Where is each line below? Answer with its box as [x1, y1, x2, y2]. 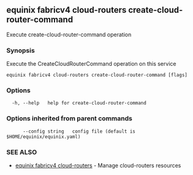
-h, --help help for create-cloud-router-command [12, 100, 147, 106]
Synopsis [6, 46, 35, 55]
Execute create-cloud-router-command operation [6, 31, 132, 38]
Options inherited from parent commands [6, 114, 133, 123]
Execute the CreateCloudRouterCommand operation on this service [6, 60, 176, 68]
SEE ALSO [6, 147, 37, 156]
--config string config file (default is [22, 128, 136, 134]
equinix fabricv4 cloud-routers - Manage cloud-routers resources [15, 162, 181, 169]
